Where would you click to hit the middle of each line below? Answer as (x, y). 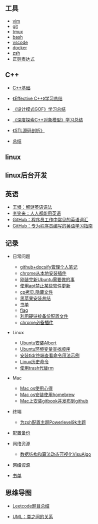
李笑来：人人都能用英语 (36, 213)
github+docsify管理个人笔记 (49, 267)
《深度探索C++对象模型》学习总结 (48, 119)
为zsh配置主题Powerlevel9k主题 (53, 422)
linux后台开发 (26, 175)
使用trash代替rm (37, 368)
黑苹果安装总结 (35, 298)
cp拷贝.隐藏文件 (36, 292)
